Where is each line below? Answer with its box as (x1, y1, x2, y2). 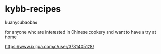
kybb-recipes (5, 3, 61, 15)
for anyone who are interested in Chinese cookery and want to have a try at (5, 29, 157, 35)
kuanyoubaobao (5, 19, 38, 25)
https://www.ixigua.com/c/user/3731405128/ (5, 43, 95, 49)
